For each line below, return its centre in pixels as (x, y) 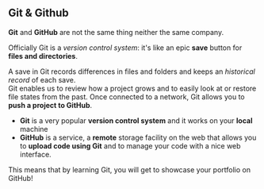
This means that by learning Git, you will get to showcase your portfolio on (130, 169)
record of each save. (42, 79)
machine (34, 129)
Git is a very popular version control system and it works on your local (136, 120)
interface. (35, 154)
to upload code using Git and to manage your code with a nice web (130, 145)
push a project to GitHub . (50, 105)
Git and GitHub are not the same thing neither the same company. (116, 32)
